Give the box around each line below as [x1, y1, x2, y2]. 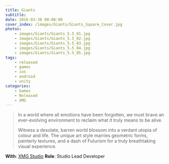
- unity [14, 79, 31, 84]
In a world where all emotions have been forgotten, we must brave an [17, 112, 164, 118]
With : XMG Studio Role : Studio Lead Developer [5, 153, 105, 159]
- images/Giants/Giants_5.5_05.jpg [14, 50, 91, 55]
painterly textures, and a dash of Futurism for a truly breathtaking [17, 138, 156, 144]
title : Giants [5, 7, 36, 13]
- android [14, 74, 36, 79]
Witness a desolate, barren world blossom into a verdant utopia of [17, 127, 157, 133]
